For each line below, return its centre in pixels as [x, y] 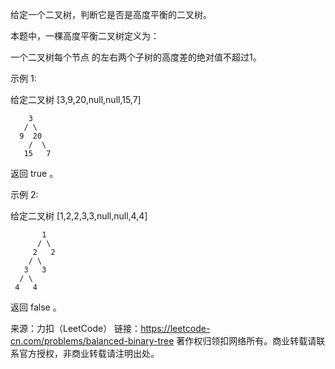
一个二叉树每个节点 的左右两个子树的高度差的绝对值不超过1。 [136, 57]
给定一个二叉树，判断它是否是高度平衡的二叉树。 [111, 14]
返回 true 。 [34, 173]
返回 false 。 [36, 307]
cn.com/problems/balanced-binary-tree [92, 341]
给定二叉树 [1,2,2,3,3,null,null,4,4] [79, 216]
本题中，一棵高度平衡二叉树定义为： [85, 36]
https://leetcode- [175, 328]
